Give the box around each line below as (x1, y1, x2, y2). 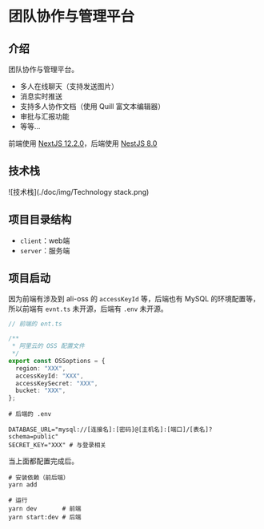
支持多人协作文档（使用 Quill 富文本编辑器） (19, 102, 166, 111)
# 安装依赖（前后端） (8, 474, 70, 482)
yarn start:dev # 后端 (8, 514, 82, 522)
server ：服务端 (19, 245, 70, 255)
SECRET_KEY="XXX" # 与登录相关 (8, 442, 106, 450)
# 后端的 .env (8, 410, 52, 418)
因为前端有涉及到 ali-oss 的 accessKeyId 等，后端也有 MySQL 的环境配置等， (8, 294, 260, 304)
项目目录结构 (8, 213, 72, 227)
